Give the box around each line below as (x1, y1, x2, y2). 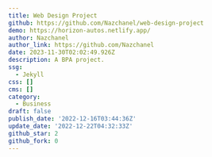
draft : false (8, 108, 52, 116)
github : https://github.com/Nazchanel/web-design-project (8, 19, 204, 27)
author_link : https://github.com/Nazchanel (8, 41, 155, 49)
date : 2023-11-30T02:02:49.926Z (8, 48, 115, 56)
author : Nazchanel (8, 33, 69, 42)
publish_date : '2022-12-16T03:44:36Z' (8, 115, 137, 123)
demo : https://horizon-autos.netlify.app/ (8, 26, 151, 34)
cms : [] (8, 85, 34, 94)
